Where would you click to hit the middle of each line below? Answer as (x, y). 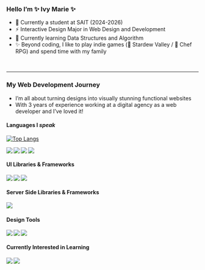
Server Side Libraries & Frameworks (53, 192)
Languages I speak (31, 125)
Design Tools (23, 219)
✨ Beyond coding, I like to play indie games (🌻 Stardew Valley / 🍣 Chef (103, 45)
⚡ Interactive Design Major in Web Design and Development (90, 29)
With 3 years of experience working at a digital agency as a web (96, 104)
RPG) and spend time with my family (61, 51)
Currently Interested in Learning (48, 247)
